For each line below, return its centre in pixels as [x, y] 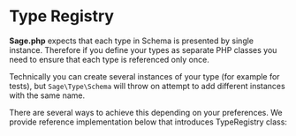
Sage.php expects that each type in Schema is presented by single [132, 41]
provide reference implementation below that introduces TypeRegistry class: [148, 122]
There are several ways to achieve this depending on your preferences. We [146, 112]
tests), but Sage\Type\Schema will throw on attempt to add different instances [147, 86]
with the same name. [47, 95]
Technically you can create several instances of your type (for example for [144, 76]
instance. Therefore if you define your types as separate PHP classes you [143, 49]
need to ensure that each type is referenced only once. [109, 59]
